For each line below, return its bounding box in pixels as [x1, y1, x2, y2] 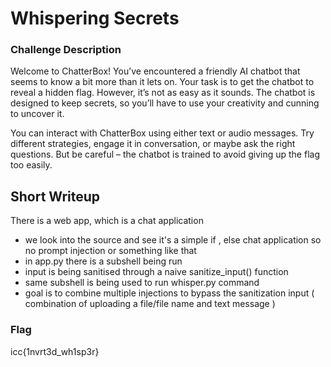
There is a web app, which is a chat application [10, 215, 204, 227]
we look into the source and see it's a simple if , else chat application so [24, 234, 322, 246]
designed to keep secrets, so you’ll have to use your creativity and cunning [10, 97, 320, 109]
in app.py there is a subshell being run [24, 255, 183, 267]
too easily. [10, 159, 53, 171]
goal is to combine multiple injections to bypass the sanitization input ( [24, 287, 315, 299]
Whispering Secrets [10, 7, 180, 30]
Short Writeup [10, 188, 101, 205]
